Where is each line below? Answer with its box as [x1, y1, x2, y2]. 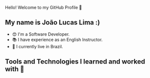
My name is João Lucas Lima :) [5, 18, 100, 26]
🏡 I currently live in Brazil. [12, 43, 63, 49]
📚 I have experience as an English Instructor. [12, 37, 103, 42]
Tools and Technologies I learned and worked [5, 58, 146, 66]
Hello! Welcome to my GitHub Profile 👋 [5, 5, 82, 10]
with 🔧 [5, 65, 25, 73]
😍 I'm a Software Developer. [12, 31, 70, 37]
